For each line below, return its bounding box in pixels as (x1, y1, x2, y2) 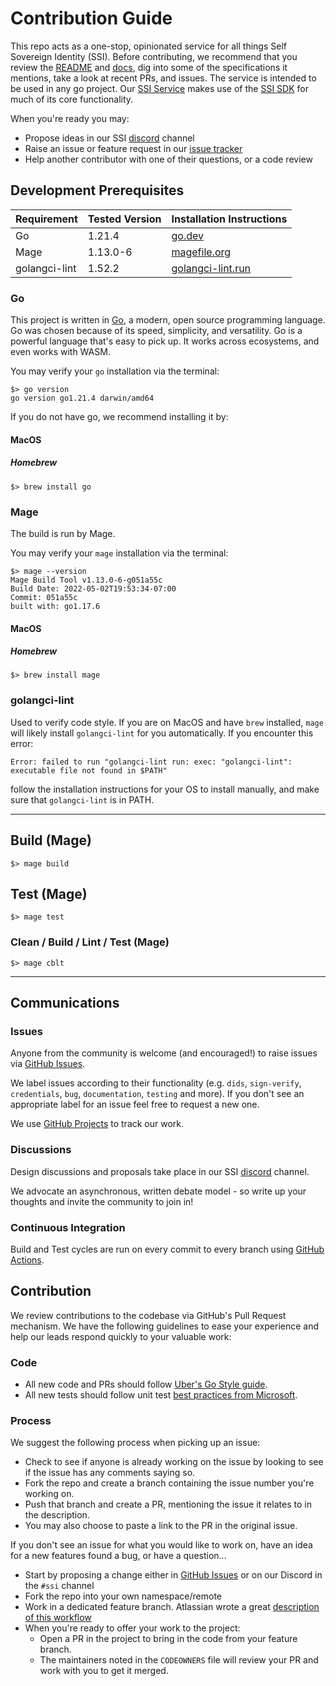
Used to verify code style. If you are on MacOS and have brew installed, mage (10, 716, 324, 728)
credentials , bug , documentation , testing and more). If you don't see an (10, 1088, 305, 1100)
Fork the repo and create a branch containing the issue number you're (24, 1477, 315, 1489)
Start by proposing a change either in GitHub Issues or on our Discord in (24, 1569, 323, 1581)
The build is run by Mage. (10, 527, 116, 539)
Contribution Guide (10, 7, 173, 30)
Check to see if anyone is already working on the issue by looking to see (24, 1456, 324, 1468)
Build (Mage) (10, 832, 92, 849)
